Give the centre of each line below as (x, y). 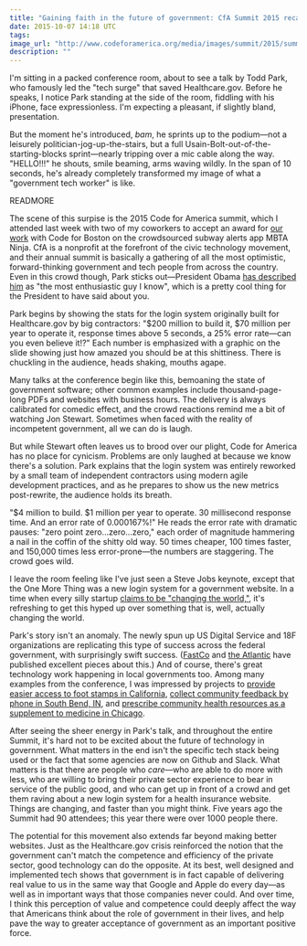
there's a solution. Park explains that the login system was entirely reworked (153, 466)
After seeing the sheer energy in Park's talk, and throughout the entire (141, 731)
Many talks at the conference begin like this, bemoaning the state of (138, 380)
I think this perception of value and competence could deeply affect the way (153, 904)
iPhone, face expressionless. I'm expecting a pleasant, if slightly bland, (143, 107)
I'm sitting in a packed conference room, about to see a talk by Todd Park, (148, 78)
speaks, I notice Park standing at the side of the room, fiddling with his (142, 98)
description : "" (40, 52)
